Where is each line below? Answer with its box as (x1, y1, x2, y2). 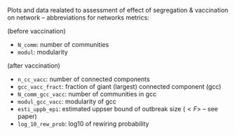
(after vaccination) (7, 62, 61, 69)
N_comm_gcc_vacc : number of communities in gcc (17, 90, 156, 98)
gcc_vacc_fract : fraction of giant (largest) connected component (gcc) (17, 83, 222, 90)
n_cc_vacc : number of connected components (17, 75, 150, 83)
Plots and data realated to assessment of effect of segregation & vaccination (7, 6, 229, 14)
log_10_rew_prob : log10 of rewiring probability (17, 120, 149, 128)
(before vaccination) (7, 27, 67, 35)
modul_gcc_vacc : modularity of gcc (17, 97, 117, 106)
